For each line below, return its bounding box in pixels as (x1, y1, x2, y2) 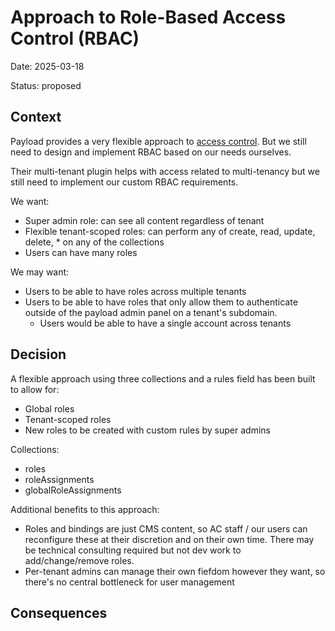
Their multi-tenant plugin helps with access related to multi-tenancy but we (10, 165, 320, 177)
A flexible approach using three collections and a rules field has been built (10, 372, 316, 385)
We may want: (10, 266, 70, 278)
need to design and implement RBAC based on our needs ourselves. (10, 146, 292, 158)
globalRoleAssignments (24, 484, 122, 496)
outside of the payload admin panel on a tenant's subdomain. (24, 306, 278, 318)
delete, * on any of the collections (24, 236, 165, 248)
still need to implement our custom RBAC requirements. (10, 176, 239, 188)
